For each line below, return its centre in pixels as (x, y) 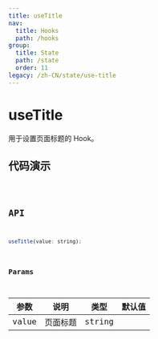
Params (21, 272)
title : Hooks (37, 30)
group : (19, 46)
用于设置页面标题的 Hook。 (53, 138)
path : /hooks (37, 38)
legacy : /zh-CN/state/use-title (62, 75)
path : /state (37, 61)
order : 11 (32, 68)
